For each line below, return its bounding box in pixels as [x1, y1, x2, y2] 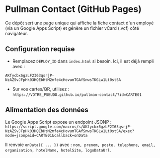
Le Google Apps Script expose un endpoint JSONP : [5, 119, 112, 125]
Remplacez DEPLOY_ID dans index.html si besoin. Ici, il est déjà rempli [12, 58, 154, 64]
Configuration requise [5, 45, 75, 53]
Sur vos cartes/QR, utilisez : [12, 86, 70, 92]
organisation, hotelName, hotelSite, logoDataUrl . [5, 147, 111, 153]
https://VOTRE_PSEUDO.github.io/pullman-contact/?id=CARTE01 [12, 92, 142, 97]
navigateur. [5, 30, 28, 36]
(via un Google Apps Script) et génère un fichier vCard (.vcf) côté [5, 25, 139, 31]
